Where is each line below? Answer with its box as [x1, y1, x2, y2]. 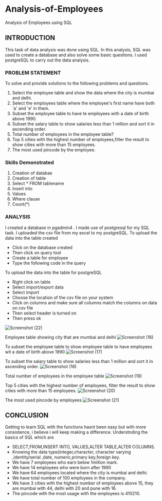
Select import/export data [12, 284, 64, 290]
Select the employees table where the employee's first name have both [12, 100, 155, 106]
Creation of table [12, 175, 46, 181]
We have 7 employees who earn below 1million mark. [12, 459, 118, 465]
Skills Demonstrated [5, 159, 54, 166]
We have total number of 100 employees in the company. [12, 475, 126, 481]
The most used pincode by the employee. [12, 147, 96, 153]
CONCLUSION [5, 411, 49, 419]
